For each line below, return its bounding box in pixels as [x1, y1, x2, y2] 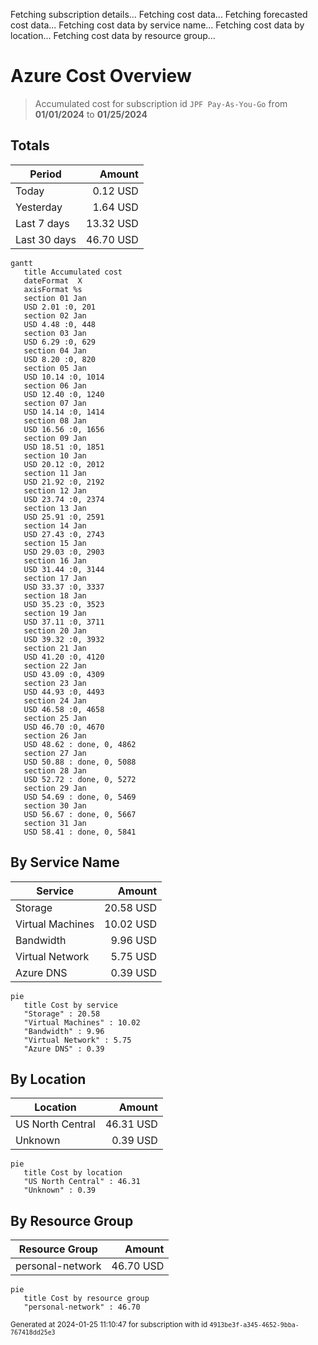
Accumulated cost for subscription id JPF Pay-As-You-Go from [34, 97, 288, 109]
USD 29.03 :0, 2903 [23, 547, 105, 557]
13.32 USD [86, 216, 139, 230]
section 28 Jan [23, 765, 87, 776]
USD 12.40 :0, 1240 [23, 389, 105, 399]
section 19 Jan [23, 608, 87, 618]
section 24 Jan [23, 695, 87, 706]
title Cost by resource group [23, 1294, 150, 1304]
